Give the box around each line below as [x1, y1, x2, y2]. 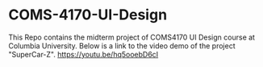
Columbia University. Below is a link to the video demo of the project [8, 40, 236, 50]
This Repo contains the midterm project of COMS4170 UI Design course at [8, 32, 256, 42]
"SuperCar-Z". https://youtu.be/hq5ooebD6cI [8, 49, 159, 59]
